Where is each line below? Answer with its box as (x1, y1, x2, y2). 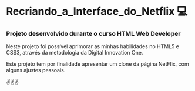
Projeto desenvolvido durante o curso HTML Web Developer (6, 30, 181, 38)
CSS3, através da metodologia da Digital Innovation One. (6, 49, 143, 56)
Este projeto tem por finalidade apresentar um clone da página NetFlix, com (6, 60, 189, 68)
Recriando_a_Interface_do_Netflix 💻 (6, 5, 188, 18)
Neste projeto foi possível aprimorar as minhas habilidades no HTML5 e (6, 43, 179, 50)
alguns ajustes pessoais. (6, 67, 66, 74)
